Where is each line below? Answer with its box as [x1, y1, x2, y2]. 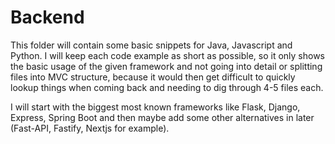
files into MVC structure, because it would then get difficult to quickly [10, 71, 296, 83]
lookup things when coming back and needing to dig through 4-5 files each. [10, 81, 324, 93]
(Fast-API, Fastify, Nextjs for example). [10, 122, 170, 134]
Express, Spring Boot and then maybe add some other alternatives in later [10, 111, 315, 123]
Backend [10, 6, 85, 29]
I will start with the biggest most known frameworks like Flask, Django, [10, 101, 301, 113]
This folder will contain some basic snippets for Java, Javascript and [10, 39, 293, 51]
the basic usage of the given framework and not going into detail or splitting [10, 60, 323, 72]
